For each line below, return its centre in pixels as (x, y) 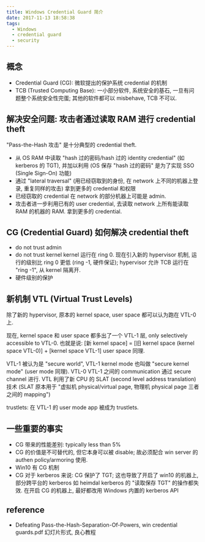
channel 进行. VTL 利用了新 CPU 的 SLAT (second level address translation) (101, 379)
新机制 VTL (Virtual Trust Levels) (69, 299)
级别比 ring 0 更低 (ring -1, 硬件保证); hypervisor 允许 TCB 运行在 (107, 262)
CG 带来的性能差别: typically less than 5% (68, 445)
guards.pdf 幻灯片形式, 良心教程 (55, 532)
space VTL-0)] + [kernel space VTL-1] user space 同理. (76, 351)
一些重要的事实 (35, 428)
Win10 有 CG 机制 (37, 468)
